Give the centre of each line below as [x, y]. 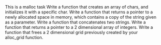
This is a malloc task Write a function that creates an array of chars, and [77, 7]
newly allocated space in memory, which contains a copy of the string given [81, 17]
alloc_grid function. [24, 37]
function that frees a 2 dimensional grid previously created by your [71, 32]
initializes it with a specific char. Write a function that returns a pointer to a [79, 12]
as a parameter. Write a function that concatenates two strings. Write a [75, 22]
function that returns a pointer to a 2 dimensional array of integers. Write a [79, 27]
